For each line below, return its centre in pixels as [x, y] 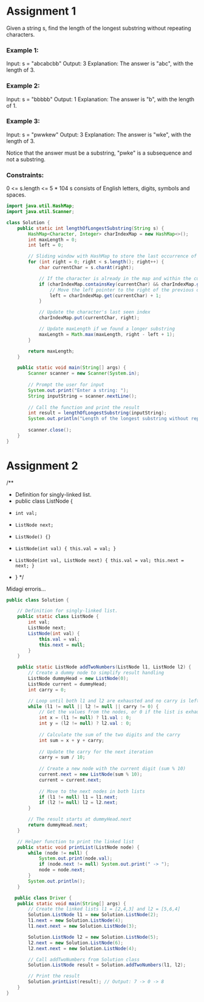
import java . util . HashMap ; [40, 206]
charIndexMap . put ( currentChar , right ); [89, 318]
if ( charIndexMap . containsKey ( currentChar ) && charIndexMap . [118, 284]
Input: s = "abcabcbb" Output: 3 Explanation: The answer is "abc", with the [100, 64]
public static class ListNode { [58, 617]
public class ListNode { [44, 501]
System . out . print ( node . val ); [76, 859]
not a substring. [26, 159]
